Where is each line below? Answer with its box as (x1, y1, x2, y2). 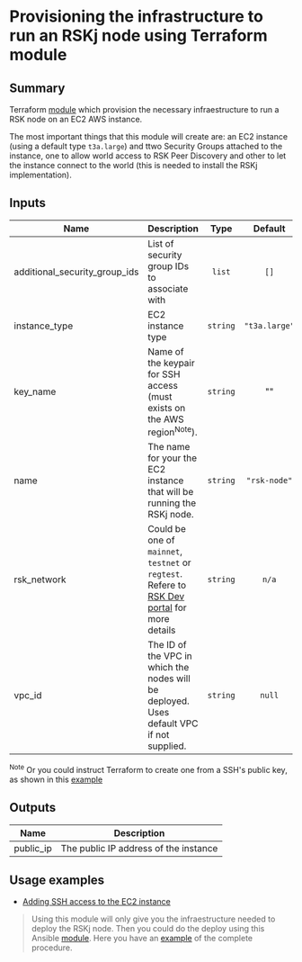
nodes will (147, 672, 191, 685)
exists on (147, 401, 186, 414)
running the (147, 497, 196, 509)
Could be (147, 523, 186, 535)
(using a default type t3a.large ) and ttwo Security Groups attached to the (9, 141, 283, 151)
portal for (147, 601, 187, 614)
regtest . (147, 568, 182, 580)
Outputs (9, 800, 57, 815)
